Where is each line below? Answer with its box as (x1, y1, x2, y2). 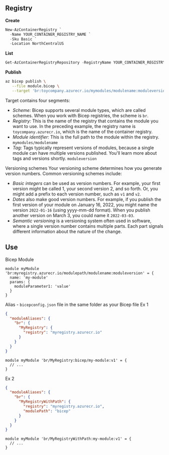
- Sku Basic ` (10, 36, 37, 42)
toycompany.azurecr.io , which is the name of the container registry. (12, 128, 153, 135)
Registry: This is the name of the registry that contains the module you (12, 118, 158, 124)
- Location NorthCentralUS (10, 41, 64, 46)
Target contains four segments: (5, 97, 70, 103)
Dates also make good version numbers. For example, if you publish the (12, 196, 161, 202)
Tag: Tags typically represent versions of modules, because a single (12, 145, 154, 151)
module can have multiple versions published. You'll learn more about (12, 150, 157, 156)
